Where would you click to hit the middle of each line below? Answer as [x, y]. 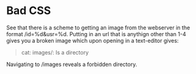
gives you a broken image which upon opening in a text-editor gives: [93, 40]
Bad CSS [29, 11]
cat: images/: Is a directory [55, 52]
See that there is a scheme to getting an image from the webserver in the [98, 28]
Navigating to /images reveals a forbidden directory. [72, 64]
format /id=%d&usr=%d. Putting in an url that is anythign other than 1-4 [96, 34]
